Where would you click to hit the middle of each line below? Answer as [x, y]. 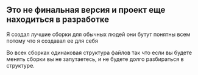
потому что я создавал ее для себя [52, 41]
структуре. [20, 65]
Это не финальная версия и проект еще [86, 10]
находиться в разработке [58, 20]
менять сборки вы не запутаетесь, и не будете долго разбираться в [95, 59]
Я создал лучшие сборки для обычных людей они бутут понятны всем [98, 34]
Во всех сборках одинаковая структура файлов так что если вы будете [99, 52]
